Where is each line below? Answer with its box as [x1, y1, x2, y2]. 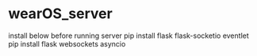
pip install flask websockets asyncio [8, 39, 126, 48]
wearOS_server [8, 5, 113, 23]
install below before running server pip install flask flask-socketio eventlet [8, 31, 250, 40]
